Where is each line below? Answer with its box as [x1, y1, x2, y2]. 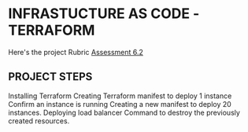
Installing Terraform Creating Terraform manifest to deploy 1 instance [8, 91, 232, 101]
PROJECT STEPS [8, 70, 93, 83]
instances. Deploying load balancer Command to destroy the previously [8, 108, 240, 117]
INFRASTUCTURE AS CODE [8, 5, 191, 23]
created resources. [8, 115, 70, 126]
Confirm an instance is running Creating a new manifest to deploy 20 [8, 99, 232, 108]
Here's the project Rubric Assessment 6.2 [8, 47, 144, 57]
